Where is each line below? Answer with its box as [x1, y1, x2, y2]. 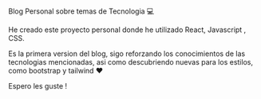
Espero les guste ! [8, 81, 68, 90]
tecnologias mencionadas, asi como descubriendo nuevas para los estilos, [8, 57, 254, 66]
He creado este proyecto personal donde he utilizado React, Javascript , [8, 25, 247, 34]
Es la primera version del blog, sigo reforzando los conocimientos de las [8, 49, 246, 58]
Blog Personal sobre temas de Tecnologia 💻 [8, 6, 154, 16]
